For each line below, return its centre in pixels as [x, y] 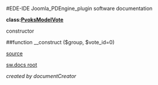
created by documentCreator [41, 76]
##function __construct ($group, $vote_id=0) [61, 42]
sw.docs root [22, 65]
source [15, 54]
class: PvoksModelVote [35, 20]
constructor [20, 31]
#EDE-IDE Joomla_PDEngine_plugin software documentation [79, 8]
